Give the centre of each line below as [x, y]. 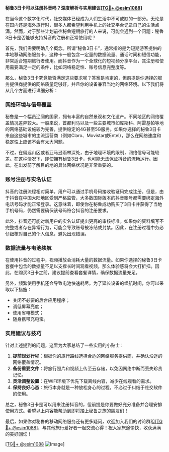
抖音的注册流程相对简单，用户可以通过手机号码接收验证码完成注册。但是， [82, 191]
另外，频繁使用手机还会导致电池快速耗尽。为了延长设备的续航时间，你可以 [82, 283]
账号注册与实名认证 [28, 179]
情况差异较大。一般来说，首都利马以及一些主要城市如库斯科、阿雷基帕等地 [87, 123]
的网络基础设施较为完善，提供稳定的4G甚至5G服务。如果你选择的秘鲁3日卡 [83, 129]
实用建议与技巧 [23, 333]
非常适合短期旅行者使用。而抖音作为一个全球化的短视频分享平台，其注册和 [82, 61]
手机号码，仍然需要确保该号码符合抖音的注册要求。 [58, 210]
